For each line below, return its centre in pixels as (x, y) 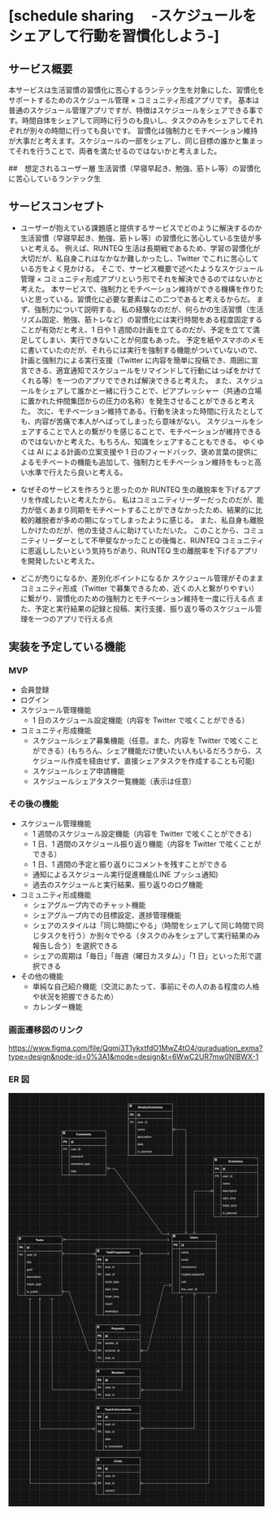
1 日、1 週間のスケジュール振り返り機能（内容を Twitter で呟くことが (147, 844)
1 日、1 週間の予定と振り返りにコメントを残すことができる (130, 864)
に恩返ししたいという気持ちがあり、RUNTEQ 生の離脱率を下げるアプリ (139, 551)
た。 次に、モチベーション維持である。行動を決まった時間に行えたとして (142, 411)
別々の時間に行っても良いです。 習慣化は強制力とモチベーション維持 (144, 131)
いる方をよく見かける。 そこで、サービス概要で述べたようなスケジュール (142, 268)
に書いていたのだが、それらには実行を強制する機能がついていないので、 (141, 349)
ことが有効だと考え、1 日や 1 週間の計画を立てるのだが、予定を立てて (136, 329)
